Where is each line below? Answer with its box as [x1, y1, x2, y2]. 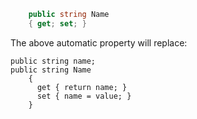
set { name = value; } [36, 91, 132, 101]
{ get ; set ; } [28, 18, 87, 29]
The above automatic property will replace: [10, 36, 188, 49]
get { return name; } [36, 82, 128, 92]
